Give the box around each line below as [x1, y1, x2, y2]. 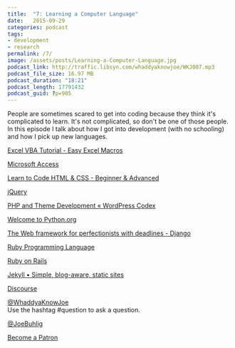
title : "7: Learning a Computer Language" [7, 10, 139, 18]
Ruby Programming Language [7, 243, 95, 252]
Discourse [7, 285, 38, 293]
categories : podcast [7, 24, 69, 31]
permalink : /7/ [7, 51, 53, 58]
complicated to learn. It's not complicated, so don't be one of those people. [7, 117, 229, 126]
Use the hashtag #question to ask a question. [7, 306, 141, 314]
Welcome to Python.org [7, 215, 77, 224]
